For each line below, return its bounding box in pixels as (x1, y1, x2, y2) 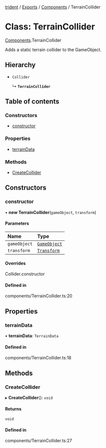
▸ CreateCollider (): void (5, 394, 53, 400)
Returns (5, 406, 22, 411)
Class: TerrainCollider (5, 21, 95, 32)
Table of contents (5, 97, 59, 106)
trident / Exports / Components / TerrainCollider (5, 4, 101, 10)
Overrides (5, 260, 26, 266)
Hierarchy (5, 61, 36, 69)
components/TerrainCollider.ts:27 (5, 438, 72, 444)
